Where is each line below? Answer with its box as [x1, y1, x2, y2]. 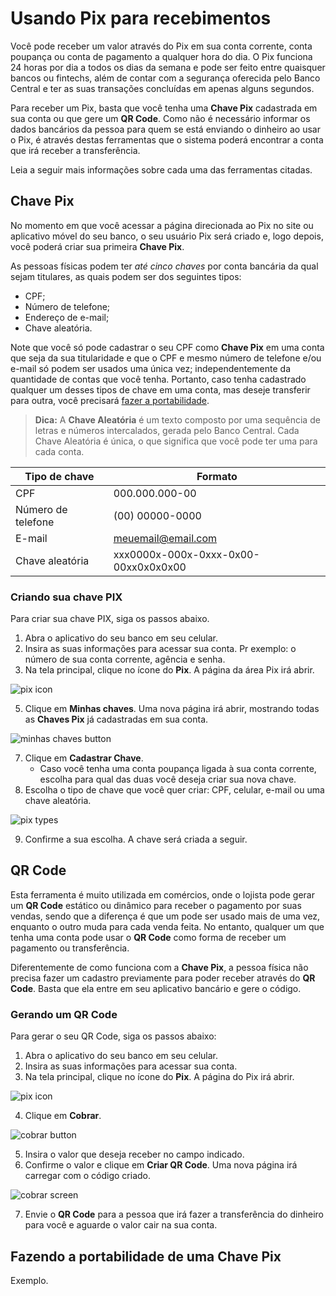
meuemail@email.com [113, 531, 218, 545]
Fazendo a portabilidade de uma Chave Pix [10, 1248, 282, 1265]
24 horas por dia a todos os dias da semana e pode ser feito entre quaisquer [10, 61, 326, 73]
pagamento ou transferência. [10, 942, 130, 954]
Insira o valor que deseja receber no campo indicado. [24, 1148, 245, 1161]
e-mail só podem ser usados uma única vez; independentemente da [10, 362, 291, 374]
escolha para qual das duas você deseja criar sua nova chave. [39, 773, 297, 786]
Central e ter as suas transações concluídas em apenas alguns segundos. [10, 82, 315, 94]
